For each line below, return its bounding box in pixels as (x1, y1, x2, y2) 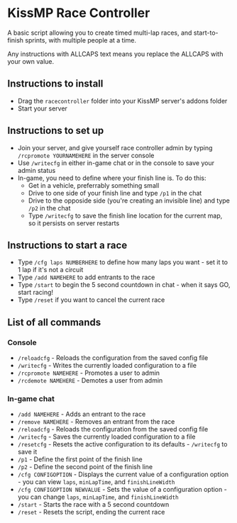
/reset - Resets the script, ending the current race (17, 508, 165, 517)
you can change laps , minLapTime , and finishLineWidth (17, 493, 179, 501)
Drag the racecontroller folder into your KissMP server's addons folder (17, 96, 228, 105)
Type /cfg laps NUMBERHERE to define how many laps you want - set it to (17, 258, 228, 266)
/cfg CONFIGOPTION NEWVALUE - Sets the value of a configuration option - (17, 485, 227, 494)
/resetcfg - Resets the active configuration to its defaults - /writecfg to (17, 440, 228, 449)
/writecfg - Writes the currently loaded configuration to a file (17, 361, 197, 370)
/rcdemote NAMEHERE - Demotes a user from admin (17, 376, 163, 385)
